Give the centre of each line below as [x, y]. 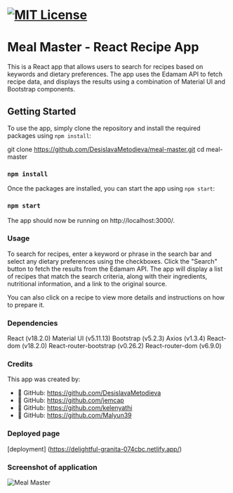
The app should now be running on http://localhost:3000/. [91, 220]
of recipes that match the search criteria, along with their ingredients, [107, 276]
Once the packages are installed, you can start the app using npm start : [111, 188]
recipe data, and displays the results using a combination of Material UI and [116, 82]
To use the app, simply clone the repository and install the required [104, 128]
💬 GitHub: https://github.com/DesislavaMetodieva [89, 393]
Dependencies [33, 323]
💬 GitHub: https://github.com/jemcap [71, 400]
